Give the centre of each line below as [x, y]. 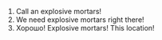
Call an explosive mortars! [59, 11]
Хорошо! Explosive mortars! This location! [85, 28]
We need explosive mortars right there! [80, 20]
